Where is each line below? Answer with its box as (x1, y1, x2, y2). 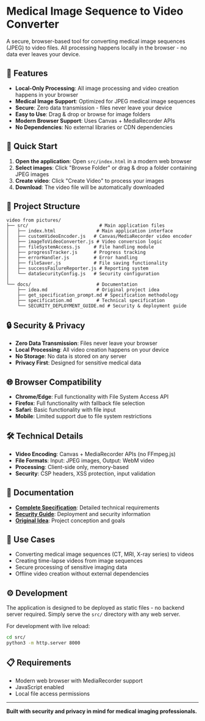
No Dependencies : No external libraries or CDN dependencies (15, 124, 173, 131)
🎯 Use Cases (6, 534, 56, 545)
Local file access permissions (15, 690, 90, 697)
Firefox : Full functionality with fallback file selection (15, 399, 145, 407)
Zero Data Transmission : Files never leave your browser (15, 339, 157, 347)
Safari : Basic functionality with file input (15, 406, 116, 413)
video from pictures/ (6, 217, 62, 224)
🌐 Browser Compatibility (6, 377, 102, 387)
